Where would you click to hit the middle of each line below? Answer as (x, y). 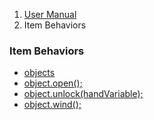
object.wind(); (52, 105)
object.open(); (53, 83)
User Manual (50, 14)
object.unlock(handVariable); (83, 94)
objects (39, 73)
